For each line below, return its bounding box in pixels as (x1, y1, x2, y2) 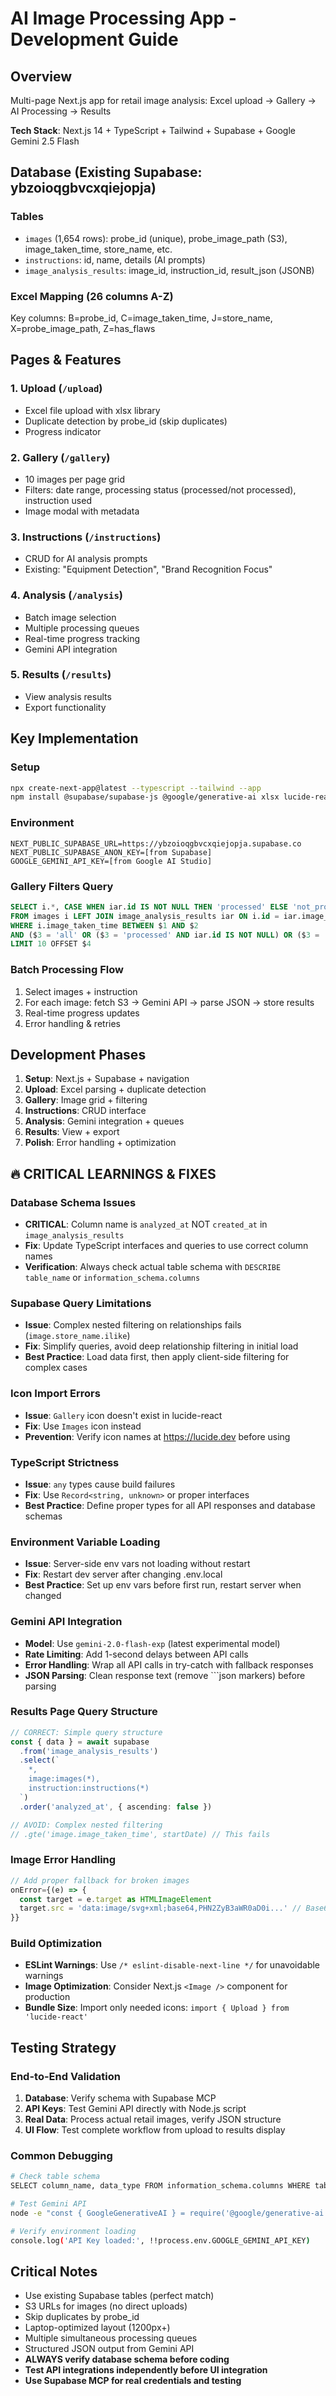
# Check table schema (10, 2172, 101, 2182)
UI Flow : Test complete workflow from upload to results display (24, 2124, 286, 2136)
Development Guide (10, 28, 179, 51)
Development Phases (10, 1046, 147, 1063)
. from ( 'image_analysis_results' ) (19, 1746, 159, 1756)
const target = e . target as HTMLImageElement (19, 1894, 213, 1904)
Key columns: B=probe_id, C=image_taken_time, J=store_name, (10, 312, 273, 324)
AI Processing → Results (10, 105, 112, 117)
